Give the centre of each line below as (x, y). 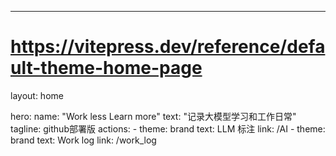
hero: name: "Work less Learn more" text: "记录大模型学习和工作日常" (153, 116)
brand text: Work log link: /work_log (83, 140)
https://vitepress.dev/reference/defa (168, 47)
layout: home (37, 95)
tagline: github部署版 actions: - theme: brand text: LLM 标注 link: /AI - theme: (168, 128)
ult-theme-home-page (106, 68)
